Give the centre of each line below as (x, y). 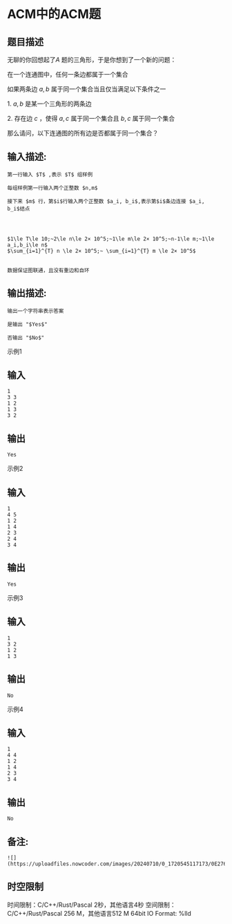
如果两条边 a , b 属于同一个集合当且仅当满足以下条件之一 (87, 89)
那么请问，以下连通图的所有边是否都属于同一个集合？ (83, 133)
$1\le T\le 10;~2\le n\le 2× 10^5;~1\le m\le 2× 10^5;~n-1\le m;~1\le (111, 239)
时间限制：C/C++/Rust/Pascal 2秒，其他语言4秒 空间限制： (91, 905)
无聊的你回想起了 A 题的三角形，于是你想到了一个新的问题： (92, 60)
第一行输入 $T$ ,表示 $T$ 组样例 (50, 174)
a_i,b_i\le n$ (28, 245)
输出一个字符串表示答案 (36, 311)
